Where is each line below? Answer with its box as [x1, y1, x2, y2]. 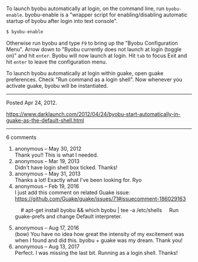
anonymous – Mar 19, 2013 [14, 157, 80, 164]
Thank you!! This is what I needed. [14, 151, 98, 158]
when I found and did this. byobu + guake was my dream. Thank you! [14, 237, 183, 244]
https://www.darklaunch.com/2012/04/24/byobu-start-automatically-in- [6, 110, 181, 117]
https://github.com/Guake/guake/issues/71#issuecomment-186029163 [14, 195, 186, 202]
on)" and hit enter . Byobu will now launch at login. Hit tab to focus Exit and [6, 52, 187, 59]
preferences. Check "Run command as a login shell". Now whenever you [6, 76, 183, 83]
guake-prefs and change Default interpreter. [14, 213, 123, 220]
